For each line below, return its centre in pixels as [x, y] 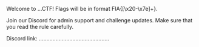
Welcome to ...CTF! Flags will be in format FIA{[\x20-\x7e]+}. [82, 9]
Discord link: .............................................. [58, 38]
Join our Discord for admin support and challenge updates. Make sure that [99, 20]
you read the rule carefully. [40, 27]
